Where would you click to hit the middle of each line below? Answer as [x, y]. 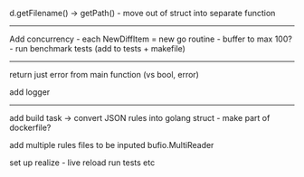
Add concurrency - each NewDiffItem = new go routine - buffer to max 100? [151, 39]
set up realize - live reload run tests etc [82, 163]
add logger [30, 92]
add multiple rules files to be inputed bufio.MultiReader [112, 145]
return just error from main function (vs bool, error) [104, 75]
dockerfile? [30, 127]
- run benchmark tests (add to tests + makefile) [97, 48]
